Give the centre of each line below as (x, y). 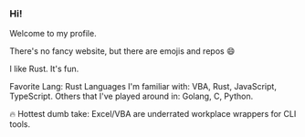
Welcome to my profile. (53, 34)
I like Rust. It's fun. (44, 69)
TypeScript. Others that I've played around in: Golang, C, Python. (131, 96)
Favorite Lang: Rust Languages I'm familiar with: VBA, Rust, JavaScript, (143, 87)
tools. (20, 124)
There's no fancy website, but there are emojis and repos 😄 (122, 51)
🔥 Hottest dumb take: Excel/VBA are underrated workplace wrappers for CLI (153, 114)
